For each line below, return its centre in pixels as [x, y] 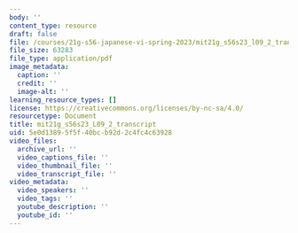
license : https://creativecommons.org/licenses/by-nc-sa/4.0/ [126, 108]
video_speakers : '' [53, 190]
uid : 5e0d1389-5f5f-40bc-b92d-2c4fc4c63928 [91, 133]
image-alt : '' [43, 91]
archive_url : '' [47, 149]
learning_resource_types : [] [63, 100]
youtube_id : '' [45, 215]
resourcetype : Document [53, 116]
